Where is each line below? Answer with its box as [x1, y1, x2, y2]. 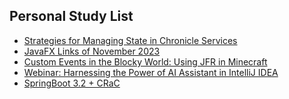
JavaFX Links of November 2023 [23, 45, 161, 57]
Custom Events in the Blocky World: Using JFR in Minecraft [23, 55, 268, 68]
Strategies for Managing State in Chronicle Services [23, 34, 238, 46]
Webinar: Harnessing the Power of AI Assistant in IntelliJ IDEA [23, 66, 279, 78]
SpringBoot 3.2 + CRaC [23, 77, 121, 89]
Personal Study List [9, 8, 134, 25]
